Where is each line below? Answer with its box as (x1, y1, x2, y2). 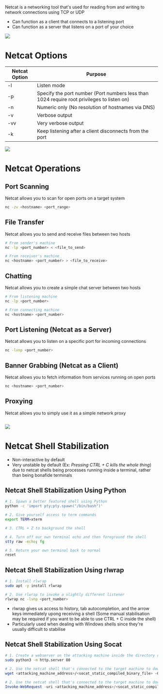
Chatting (5, 272, 32, 280)
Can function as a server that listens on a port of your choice (12, 24, 134, 30)
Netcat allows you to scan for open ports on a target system (5, 195, 125, 201)
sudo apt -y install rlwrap (5, 583, 62, 588)
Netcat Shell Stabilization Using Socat (5, 640, 122, 648)
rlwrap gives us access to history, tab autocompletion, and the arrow (12, 605, 149, 611)
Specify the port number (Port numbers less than (37, 90, 149, 96)
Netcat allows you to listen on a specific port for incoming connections (5, 338, 147, 344)
